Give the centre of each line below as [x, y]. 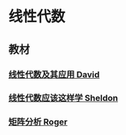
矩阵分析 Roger [38, 122]
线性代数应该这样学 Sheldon [63, 98]
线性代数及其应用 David [54, 74]
